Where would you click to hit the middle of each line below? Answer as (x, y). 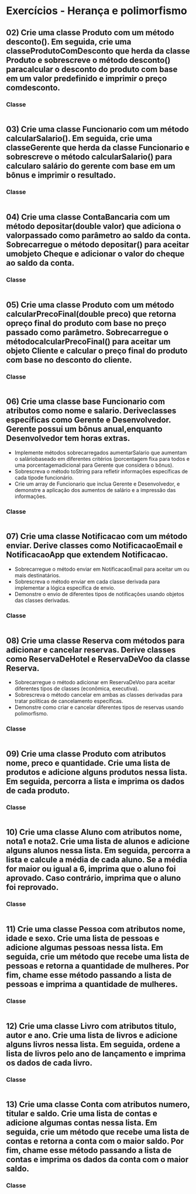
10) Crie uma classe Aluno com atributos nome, (94, 832)
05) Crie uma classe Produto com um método (90, 305)
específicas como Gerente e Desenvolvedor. (89, 420)
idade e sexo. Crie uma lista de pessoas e (83, 939)
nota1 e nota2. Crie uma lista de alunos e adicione (98, 842)
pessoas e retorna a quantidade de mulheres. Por (97, 966)
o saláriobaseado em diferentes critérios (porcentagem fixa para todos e (102, 459)
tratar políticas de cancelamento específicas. (69, 701)
